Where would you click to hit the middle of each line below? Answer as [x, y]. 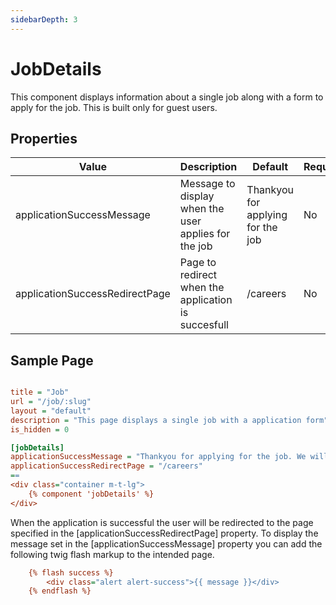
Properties [44, 138]
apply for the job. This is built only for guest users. [114, 107]
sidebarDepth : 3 [44, 19]
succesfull [204, 325]
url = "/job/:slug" [51, 402]
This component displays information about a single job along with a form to [167, 97]
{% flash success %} [71, 572]
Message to [207, 184]
